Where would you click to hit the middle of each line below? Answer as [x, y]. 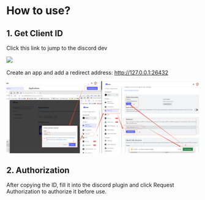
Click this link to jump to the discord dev [57, 48]
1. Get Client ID [35, 33]
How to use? [39, 11]
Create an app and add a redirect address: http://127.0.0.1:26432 [88, 72]
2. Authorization [38, 170]
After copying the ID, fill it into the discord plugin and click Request [90, 185]
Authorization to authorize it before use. [57, 191]
